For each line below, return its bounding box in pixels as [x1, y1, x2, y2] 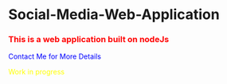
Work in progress [8, 67, 65, 77]
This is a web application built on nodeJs [8, 34, 170, 45]
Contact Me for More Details [8, 52, 102, 61]
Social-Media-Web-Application [8, 6, 221, 24]
